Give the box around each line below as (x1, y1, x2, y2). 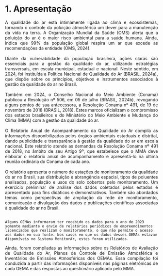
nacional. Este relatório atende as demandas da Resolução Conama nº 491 (5, 143, 158, 149)
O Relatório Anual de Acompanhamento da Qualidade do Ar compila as (5, 128, 158, 133)
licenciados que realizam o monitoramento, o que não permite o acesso (5, 228, 153, 233)
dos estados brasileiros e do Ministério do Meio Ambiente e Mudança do (5, 112, 158, 118)
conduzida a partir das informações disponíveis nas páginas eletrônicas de (5, 260, 158, 266)
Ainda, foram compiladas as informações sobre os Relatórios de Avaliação (5, 245, 158, 251)
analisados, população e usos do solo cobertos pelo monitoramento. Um (5, 179, 158, 185)
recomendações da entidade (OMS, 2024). (5, 45, 91, 51)
